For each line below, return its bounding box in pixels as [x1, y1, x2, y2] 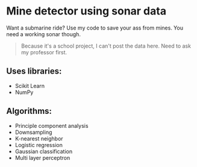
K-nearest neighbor [14, 134, 63, 142]
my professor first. [20, 48, 67, 55]
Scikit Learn [14, 82, 45, 89]
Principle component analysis [14, 122, 89, 129]
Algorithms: [6, 106, 52, 116]
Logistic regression [14, 141, 63, 148]
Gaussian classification [14, 148, 73, 155]
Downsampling [14, 128, 52, 136]
